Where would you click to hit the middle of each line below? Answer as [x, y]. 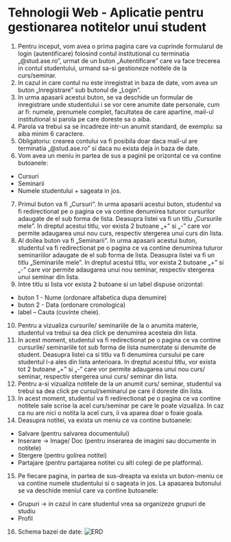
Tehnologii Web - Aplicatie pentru [106, 13]
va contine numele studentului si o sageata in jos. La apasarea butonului [120, 483]
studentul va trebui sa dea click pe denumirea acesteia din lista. [107, 332]
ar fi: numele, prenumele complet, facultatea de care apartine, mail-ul [116, 112]
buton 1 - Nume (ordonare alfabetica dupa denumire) [92, 297]
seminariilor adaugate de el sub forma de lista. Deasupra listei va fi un [116, 255]
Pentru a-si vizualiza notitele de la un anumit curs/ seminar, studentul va [120, 384]
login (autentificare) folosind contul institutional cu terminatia [104, 54]
